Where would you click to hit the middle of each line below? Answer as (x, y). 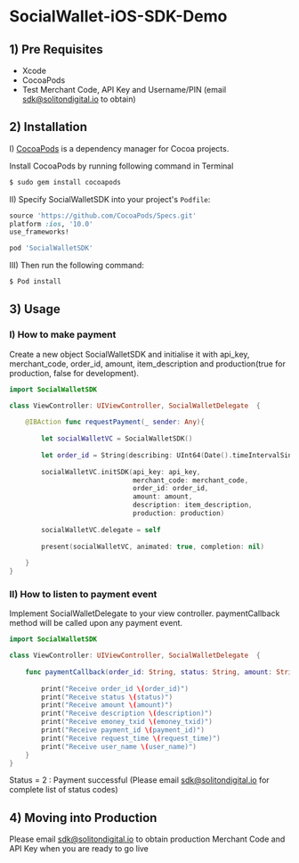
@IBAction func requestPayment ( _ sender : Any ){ (115, 422)
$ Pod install (36, 282)
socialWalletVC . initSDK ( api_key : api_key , (121, 472)
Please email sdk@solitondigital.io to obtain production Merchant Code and (147, 839)
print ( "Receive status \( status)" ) (107, 697)
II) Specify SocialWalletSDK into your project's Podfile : (110, 199)
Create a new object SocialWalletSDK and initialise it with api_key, (129, 354)
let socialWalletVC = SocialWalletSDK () (117, 439)
